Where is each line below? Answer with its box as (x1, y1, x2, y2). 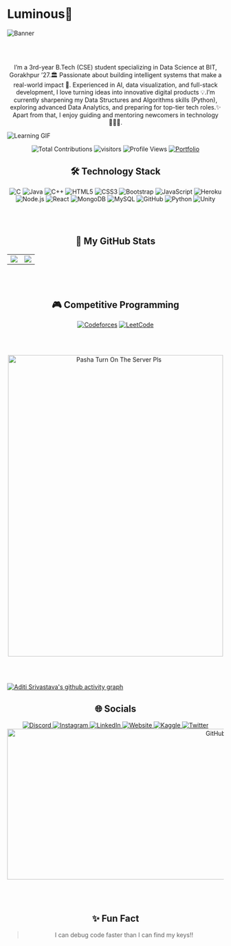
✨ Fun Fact (91, 912, 140, 924)
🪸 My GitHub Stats (75, 236, 156, 247)
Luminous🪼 (7, 6, 74, 22)
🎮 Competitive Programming (51, 299, 180, 311)
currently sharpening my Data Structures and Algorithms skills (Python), (13, 96, 218, 104)
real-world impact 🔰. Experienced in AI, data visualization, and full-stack (13, 81, 218, 89)
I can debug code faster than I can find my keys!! (54, 931, 194, 939)
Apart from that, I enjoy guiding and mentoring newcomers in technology (12, 110, 219, 119)
